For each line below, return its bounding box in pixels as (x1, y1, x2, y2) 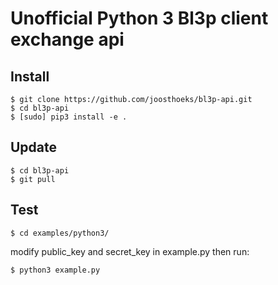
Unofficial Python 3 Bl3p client (10, 7, 269, 30)
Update (10, 139, 58, 156)
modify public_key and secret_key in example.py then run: (10, 245, 250, 257)
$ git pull (10, 174, 56, 184)
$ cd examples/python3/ (10, 228, 110, 238)
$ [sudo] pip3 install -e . (10, 112, 128, 122)
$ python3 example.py (10, 265, 101, 275)
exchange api (10, 28, 125, 51)
